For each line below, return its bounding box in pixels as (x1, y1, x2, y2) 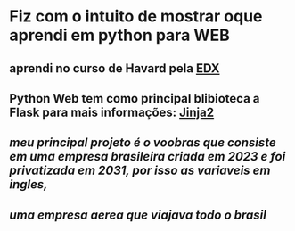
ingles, (9, 177, 48, 193)
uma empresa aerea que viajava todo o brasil (9, 207, 267, 222)
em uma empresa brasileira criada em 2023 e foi (9, 149, 286, 164)
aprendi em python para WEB (9, 25, 230, 45)
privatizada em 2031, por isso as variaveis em (9, 163, 271, 178)
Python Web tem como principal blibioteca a (9, 91, 260, 106)
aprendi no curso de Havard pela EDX (9, 61, 220, 76)
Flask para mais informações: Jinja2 (9, 104, 215, 120)
